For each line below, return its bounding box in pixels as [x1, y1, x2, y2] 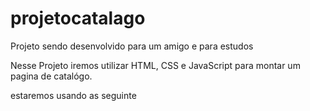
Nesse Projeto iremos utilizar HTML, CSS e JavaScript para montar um [10, 59, 301, 71]
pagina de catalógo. [10, 70, 93, 82]
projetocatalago [10, 7, 146, 30]
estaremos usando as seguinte [10, 89, 137, 101]
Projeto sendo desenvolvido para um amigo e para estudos [10, 40, 254, 52]
